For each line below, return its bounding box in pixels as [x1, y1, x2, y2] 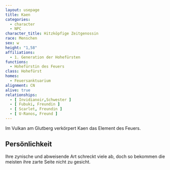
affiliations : [5, 50, 36, 55]
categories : [5, 17, 30, 22]
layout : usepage [5, 7, 40, 13]
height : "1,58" [5, 45, 38, 50]
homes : [5, 74, 19, 79]
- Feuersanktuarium [10, 78, 51, 83]
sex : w [5, 41, 19, 46]
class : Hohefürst [5, 69, 42, 74]
